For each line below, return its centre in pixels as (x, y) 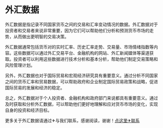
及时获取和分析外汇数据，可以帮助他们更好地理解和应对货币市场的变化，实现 (81, 104)
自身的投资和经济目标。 (28, 110)
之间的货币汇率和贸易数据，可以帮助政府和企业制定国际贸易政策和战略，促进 (81, 81)
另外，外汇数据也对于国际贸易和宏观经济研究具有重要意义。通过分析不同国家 (81, 75)
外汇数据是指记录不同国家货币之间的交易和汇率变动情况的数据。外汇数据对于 (81, 24)
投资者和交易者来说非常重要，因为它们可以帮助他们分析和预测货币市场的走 (79, 30)
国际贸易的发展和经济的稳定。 (35, 88)
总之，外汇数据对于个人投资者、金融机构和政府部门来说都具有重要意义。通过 (81, 98)
